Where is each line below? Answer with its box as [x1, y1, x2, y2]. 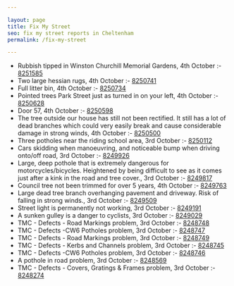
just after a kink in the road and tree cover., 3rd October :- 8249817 [17, 174, 213, 182]
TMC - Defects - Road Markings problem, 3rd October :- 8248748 [17, 219, 210, 228]
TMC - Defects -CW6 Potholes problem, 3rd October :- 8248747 [17, 226, 206, 235]
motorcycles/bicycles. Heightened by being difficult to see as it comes [17, 166, 222, 175]
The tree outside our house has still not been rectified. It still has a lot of [17, 114, 226, 123]
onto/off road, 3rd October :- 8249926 [17, 151, 130, 160]
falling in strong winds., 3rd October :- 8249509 [17, 197, 157, 205]
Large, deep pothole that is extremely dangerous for [17, 159, 169, 168]
